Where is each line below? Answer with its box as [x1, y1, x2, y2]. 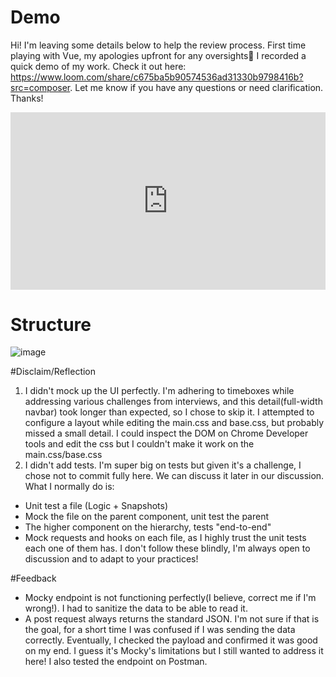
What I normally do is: [24, 481, 115, 493]
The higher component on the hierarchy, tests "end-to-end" [24, 521, 272, 533]
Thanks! [10, 92, 44, 104]
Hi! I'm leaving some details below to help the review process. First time [10, 39, 307, 51]
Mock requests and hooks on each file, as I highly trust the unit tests [24, 532, 307, 544]
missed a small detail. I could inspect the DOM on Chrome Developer [24, 427, 309, 440]
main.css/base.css [24, 449, 103, 461]
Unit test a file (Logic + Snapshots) [24, 500, 168, 512]
